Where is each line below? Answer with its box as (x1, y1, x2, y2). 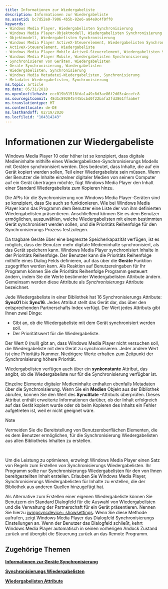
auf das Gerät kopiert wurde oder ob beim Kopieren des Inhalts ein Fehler (5, 402, 156, 408)
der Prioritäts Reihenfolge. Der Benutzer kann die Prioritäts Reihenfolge (5, 252, 151, 258)
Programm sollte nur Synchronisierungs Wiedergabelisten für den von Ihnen (5, 468, 162, 474)
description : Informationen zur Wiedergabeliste (5, 12, 108, 17)
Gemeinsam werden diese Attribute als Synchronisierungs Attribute (5, 279, 144, 285)
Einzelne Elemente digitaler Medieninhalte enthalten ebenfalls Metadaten (5, 381, 155, 387)
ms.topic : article (5, 82, 43, 87)
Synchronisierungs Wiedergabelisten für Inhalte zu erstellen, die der (5, 478, 146, 484)
